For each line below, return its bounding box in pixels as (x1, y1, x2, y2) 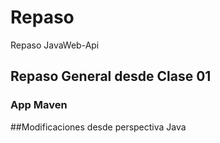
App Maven (10, 98, 68, 112)
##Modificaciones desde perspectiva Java (10, 121, 187, 133)
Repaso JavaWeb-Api (10, 39, 100, 51)
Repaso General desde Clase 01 (10, 68, 212, 85)
